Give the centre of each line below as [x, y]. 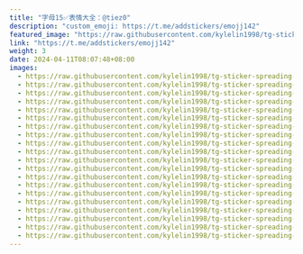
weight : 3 [28, 51]
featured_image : [40, 34]
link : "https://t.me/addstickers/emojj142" [92, 43]
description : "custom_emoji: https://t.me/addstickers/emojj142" [134, 26]
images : [24, 68]
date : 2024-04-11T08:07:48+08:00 [72, 59]
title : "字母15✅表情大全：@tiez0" [70, 18]
